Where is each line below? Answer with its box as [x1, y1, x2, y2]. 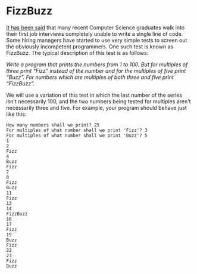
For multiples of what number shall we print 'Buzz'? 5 [6, 133, 148, 138]
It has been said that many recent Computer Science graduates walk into [6, 24, 185, 31]
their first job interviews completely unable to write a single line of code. [6, 30, 183, 37]
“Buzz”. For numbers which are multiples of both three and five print [6, 73, 174, 81]
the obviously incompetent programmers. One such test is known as [6, 43, 174, 50]
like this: [6, 110, 27, 118]
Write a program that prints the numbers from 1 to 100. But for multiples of [6, 61, 188, 68]
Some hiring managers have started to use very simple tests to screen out [6, 36, 187, 44]
